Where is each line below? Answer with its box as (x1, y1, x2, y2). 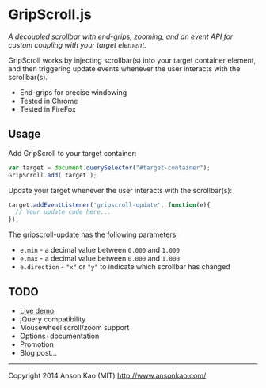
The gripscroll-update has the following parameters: (8, 230, 178, 239)
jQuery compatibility (19, 314, 86, 324)
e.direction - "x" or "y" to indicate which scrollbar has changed (19, 262, 231, 272)
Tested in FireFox (19, 105, 77, 114)
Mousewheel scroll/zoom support (19, 322, 130, 332)
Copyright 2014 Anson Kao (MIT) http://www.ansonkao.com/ (8, 371, 207, 380)
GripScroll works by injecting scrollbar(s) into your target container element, (8, 55, 256, 65)
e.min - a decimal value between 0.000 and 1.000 (19, 245, 180, 255)
